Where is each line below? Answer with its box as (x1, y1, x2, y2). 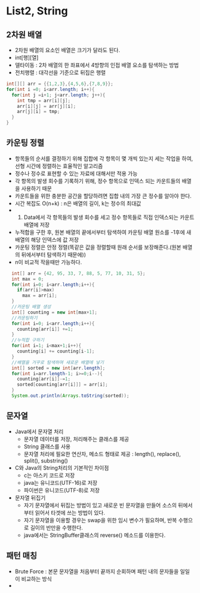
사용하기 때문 (21, 184, 52, 192)
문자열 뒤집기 (14, 494, 46, 501)
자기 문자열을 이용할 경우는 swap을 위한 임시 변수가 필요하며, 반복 (23, 516, 177, 524)
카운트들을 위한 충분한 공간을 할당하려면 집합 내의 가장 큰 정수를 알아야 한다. (14, 192, 192, 199)
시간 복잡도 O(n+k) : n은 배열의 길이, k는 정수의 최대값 (14, 199, 141, 207)
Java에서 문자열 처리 (14, 428, 64, 435)
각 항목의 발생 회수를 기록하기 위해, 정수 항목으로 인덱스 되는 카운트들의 (14, 177, 181, 184)
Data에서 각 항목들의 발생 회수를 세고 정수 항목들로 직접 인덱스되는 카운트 (23, 214, 195, 221)
